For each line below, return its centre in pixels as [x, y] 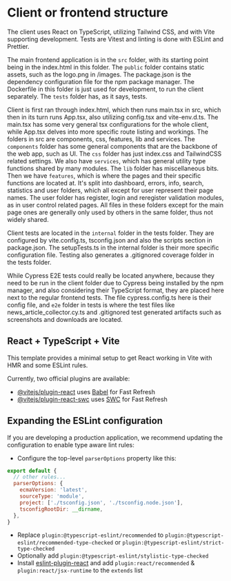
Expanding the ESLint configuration [85, 421]
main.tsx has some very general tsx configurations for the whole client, [108, 124]
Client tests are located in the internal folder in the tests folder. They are [111, 233]
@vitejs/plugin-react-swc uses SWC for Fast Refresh [92, 399]
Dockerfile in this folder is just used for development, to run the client [106, 89]
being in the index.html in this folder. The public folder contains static [106, 67]
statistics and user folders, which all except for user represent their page [110, 190]
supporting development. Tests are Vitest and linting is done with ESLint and [115, 39]
